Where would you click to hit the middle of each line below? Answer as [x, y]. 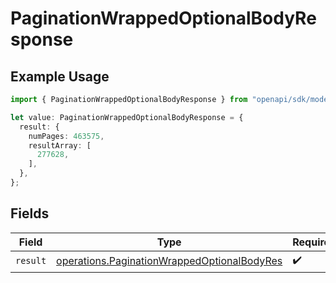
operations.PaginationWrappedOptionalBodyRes [169, 261]
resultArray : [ [60, 145]
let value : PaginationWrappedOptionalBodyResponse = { [127, 117]
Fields [30, 213]
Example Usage [60, 76]
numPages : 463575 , [66, 136]
